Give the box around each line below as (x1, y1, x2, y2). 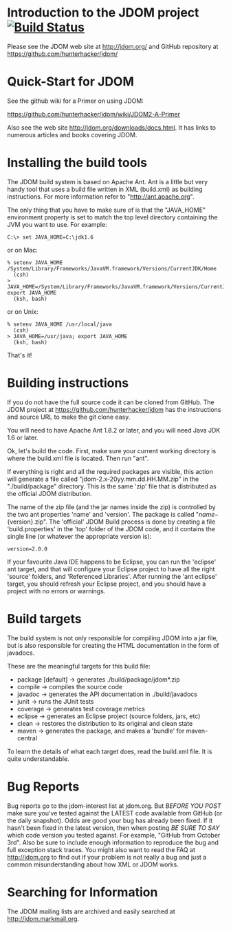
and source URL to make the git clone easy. (7, 413, 131, 421)
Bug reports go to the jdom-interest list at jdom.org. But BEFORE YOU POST (7, 802, 221, 810)
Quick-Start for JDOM (7, 74, 134, 90)
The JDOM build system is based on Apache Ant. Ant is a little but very (7, 177, 208, 186)
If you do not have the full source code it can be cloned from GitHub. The (7, 398, 214, 406)
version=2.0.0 (7, 545, 48, 553)
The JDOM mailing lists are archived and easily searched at (7, 907, 175, 916)
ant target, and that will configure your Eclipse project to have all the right (7, 564, 215, 573)
